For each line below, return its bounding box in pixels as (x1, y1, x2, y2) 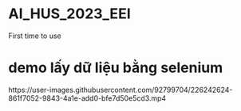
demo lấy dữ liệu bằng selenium (8, 59, 223, 77)
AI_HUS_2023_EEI (8, 5, 131, 23)
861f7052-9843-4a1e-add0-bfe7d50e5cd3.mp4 (8, 93, 167, 103)
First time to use (8, 31, 61, 40)
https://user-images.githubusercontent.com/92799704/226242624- (8, 85, 233, 94)
